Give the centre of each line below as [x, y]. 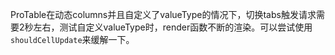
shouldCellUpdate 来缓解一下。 [72, 39]
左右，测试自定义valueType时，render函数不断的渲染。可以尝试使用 [173, 27]
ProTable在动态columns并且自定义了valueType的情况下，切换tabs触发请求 [163, 14]
